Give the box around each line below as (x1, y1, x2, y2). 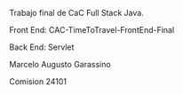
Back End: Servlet (9, 42, 75, 52)
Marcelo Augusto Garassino (9, 59, 111, 69)
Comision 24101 (9, 76, 67, 87)
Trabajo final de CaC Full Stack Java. (9, 8, 144, 18)
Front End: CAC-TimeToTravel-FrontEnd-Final (9, 25, 175, 35)
